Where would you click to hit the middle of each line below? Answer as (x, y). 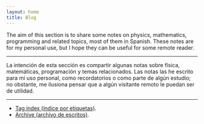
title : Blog (21, 18)
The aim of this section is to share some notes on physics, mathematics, (97, 34)
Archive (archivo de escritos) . (52, 114)
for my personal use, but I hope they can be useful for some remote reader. (100, 47)
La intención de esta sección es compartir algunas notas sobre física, (93, 65)
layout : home (23, 12)
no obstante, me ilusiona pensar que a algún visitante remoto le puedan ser (100, 84)
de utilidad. (20, 91)
